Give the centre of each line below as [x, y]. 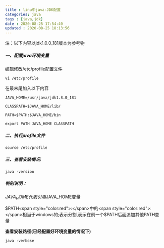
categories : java [23, 14]
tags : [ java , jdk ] [24, 19]
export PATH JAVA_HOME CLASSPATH [40, 124]
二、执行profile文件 [25, 135]
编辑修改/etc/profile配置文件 [34, 69]
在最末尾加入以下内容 [27, 88]
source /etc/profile [27, 148]
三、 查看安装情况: [23, 159]
